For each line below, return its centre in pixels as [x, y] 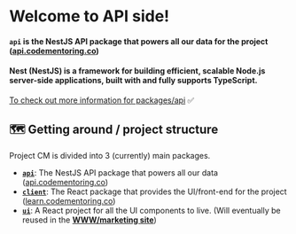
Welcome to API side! [90, 16]
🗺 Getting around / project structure [114, 130]
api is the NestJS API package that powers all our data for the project [139, 41]
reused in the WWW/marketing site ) [89, 220]
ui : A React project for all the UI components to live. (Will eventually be [151, 210]
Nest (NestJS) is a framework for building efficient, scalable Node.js [137, 71]
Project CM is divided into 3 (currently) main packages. [110, 155]
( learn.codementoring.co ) [69, 200]
